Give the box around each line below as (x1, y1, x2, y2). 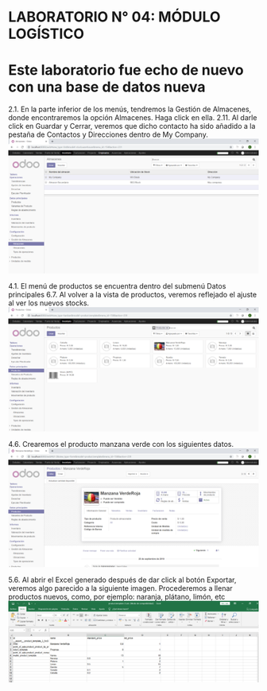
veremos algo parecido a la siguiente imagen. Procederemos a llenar (8, 584, 233, 593)
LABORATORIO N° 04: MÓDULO (8, 8, 221, 26)
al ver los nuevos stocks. (8, 298, 90, 308)
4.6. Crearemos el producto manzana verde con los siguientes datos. (8, 439, 234, 448)
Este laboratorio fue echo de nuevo (8, 61, 244, 80)
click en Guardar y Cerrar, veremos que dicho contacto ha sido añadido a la (8, 122, 256, 131)
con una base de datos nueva (8, 78, 206, 96)
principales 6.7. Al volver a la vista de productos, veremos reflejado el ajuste (8, 290, 257, 300)
